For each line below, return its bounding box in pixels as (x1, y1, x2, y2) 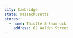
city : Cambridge (4, 7, 38, 12)
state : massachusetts (4, 12, 49, 17)
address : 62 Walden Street (13, 26, 69, 31)
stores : (4, 16, 21, 21)
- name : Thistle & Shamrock (9, 21, 67, 26)
